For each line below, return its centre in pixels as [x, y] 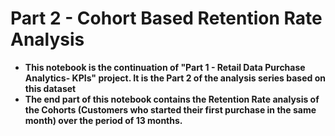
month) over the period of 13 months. [103, 120]
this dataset [50, 88]
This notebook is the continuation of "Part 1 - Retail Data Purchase [165, 67]
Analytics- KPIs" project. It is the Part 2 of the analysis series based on [175, 78]
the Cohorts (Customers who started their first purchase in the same [170, 109]
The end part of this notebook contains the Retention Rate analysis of [172, 99]
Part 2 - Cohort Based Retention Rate [166, 18]
